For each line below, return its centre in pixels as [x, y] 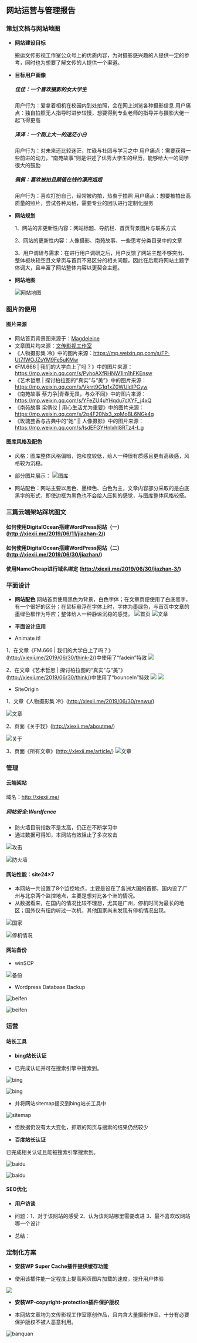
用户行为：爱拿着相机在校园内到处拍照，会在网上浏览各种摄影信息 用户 [100, 105]
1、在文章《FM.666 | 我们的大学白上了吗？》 [60, 650]
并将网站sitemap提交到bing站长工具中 [60, 1103]
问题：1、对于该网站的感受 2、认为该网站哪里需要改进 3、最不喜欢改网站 [102, 1216]
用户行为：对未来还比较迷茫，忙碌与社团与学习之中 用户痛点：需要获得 [100, 150]
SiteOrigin [27, 689]
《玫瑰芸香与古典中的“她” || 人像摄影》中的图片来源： [79, 421]
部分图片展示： [33, 475]
